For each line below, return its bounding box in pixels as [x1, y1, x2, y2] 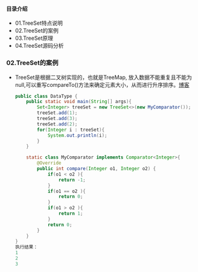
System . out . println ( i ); [47, 132, 107, 138]
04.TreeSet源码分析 [14, 42, 65, 49]
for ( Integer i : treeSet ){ [37, 127, 105, 133]
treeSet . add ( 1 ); [37, 110, 78, 116]
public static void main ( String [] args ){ [26, 99, 132, 105]
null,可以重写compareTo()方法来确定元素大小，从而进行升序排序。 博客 [14, 81, 190, 88]
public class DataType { [14, 93, 78, 99]
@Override [37, 160, 62, 166]
